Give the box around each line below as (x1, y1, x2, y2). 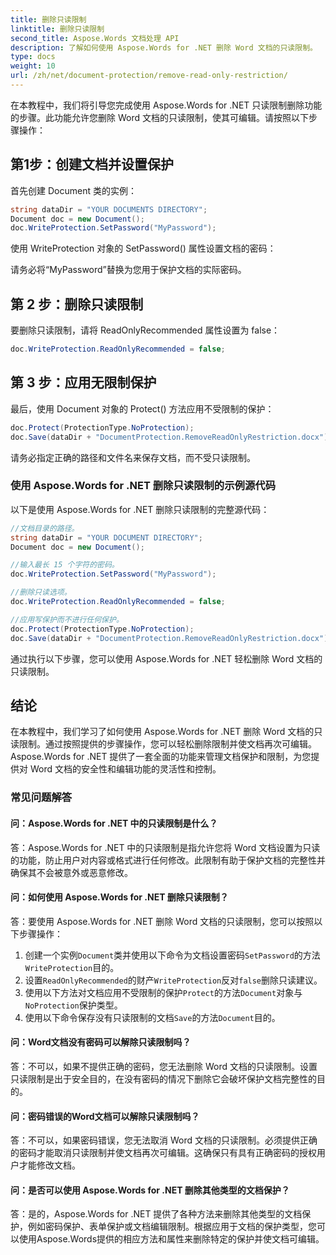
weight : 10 (10, 61, 56, 71)
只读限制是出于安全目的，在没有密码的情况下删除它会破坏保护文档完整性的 (10, 1072, 317, 1085)
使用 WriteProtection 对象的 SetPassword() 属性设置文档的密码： (10, 242, 277, 255)
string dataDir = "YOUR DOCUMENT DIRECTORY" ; (10, 532, 203, 543)
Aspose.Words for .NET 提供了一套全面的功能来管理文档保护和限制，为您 (10, 751, 312, 763)
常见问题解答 (10, 791, 73, 805)
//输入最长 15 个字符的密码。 (10, 560, 120, 570)
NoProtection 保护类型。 (24, 999, 123, 1011)
